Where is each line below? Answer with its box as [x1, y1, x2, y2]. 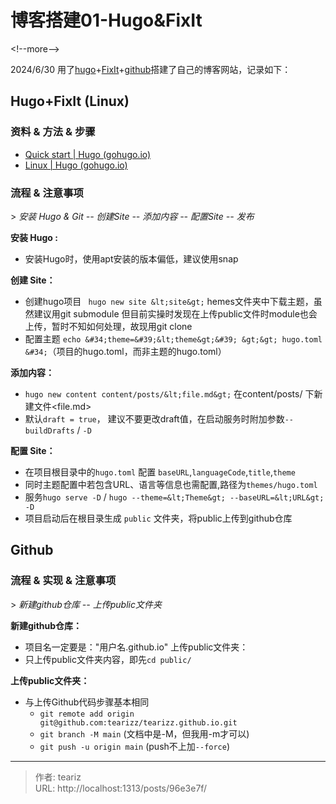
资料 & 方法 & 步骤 [10, 125, 96, 139]
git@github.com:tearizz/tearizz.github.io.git [39, 717, 238, 728]
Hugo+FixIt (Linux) [10, 93, 130, 110]
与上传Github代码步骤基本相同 [24, 696, 150, 708]
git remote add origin [39, 709, 135, 719]
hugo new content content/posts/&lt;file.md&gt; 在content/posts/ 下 [24, 387, 315, 400]
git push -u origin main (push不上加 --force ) [39, 740, 231, 752]
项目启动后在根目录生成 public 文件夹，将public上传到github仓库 [24, 512, 293, 524]
